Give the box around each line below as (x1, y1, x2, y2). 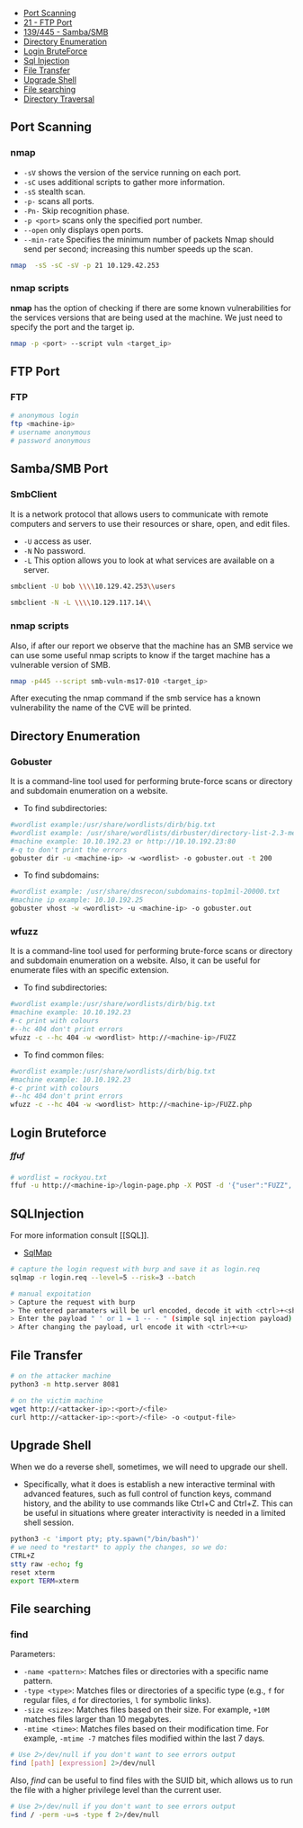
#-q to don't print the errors (10, 845, 128, 854)
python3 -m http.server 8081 (10, 1379, 120, 1388)
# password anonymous (10, 436, 92, 446)
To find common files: (22, 1049, 104, 1060)
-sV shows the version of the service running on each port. (22, 166, 242, 178)
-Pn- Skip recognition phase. (22, 205, 129, 216)
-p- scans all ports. (22, 195, 95, 206)
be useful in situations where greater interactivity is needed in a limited (22, 1508, 286, 1519)
